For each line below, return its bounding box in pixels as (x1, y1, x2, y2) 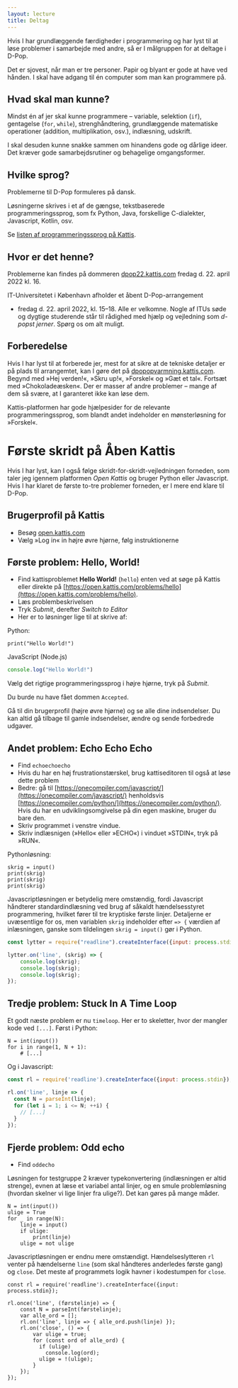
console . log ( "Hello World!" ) (7, 666, 93, 673)
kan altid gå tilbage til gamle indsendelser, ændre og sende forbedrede (7, 714, 215, 723)
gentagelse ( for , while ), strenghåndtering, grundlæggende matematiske (7, 120, 218, 128)
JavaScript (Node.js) (7, 653, 67, 661)
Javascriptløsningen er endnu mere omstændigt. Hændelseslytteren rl (7, 1253, 215, 1260)
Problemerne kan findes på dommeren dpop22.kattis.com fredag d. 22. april (7, 269, 230, 278)
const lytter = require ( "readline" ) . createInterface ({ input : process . (7, 939, 220, 946)
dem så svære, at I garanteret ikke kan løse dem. (7, 389, 150, 398)
